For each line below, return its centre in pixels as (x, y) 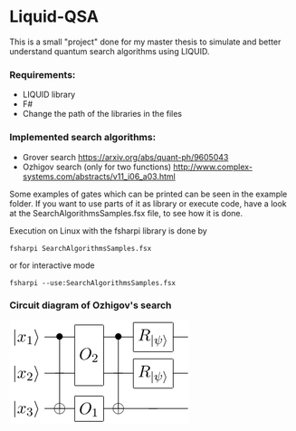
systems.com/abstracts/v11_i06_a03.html (99, 176)
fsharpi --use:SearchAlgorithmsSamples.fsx (93, 283)
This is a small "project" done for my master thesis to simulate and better (145, 42)
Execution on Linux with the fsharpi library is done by (109, 230)
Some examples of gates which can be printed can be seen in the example (148, 194)
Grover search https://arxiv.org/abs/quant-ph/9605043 (125, 157)
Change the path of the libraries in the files (102, 114)
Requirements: (43, 74)
